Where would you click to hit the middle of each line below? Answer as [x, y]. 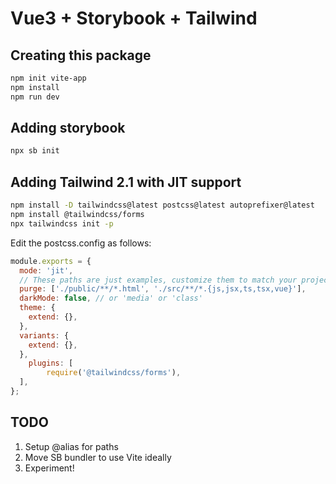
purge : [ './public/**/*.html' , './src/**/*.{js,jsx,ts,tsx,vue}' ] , [163, 289]
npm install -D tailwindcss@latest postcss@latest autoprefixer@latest [162, 205]
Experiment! [49, 468]
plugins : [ [51, 363]
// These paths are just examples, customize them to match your [158, 280]
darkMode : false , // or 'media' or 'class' [111, 298]
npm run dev [35, 97]
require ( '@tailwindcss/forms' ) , [114, 373]
